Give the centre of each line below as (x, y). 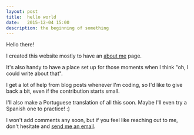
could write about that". (34, 73)
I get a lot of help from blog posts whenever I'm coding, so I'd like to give (94, 85)
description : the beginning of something (58, 28)
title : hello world (31, 17)
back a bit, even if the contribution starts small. (63, 91)
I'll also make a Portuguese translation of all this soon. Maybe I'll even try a (96, 103)
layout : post (22, 11)
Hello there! (20, 45)
